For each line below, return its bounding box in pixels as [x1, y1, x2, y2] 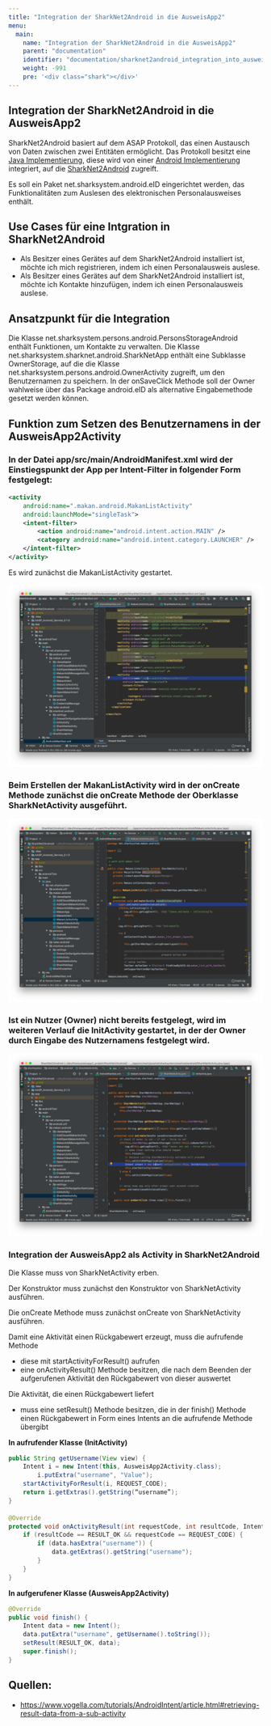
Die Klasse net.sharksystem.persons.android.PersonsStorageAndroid [8, 333, 238, 343]
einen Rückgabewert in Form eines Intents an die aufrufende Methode [19, 1413, 253, 1423]
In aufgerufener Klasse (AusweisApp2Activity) [8, 1588, 169, 1597]
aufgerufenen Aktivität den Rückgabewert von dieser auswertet [19, 1373, 231, 1383]
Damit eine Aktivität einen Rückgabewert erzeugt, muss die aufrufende [8, 1331, 244, 1342]
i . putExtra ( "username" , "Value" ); [37, 1471, 153, 1479]
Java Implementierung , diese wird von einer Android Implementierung [8, 154, 240, 165]
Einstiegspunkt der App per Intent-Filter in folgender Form [8, 463, 241, 475]
